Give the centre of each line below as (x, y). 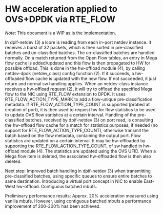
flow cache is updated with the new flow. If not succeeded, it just (91, 78)
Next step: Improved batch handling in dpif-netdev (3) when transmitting (78, 171)
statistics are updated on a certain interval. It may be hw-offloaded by (75, 140)
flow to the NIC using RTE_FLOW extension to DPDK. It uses (65, 94)
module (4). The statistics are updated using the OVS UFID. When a (88, 151)
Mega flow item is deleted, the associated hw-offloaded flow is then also (78, 156)
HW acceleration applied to (61, 9)
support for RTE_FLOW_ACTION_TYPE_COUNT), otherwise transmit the (77, 130)
